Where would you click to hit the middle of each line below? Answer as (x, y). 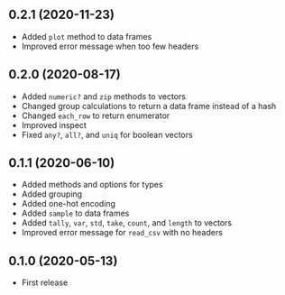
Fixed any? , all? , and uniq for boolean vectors (107, 134)
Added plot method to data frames (87, 36)
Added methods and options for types (92, 185)
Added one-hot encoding (69, 204)
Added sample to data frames (75, 213)
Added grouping (52, 194)
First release (45, 282)
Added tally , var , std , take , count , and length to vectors (126, 223)
